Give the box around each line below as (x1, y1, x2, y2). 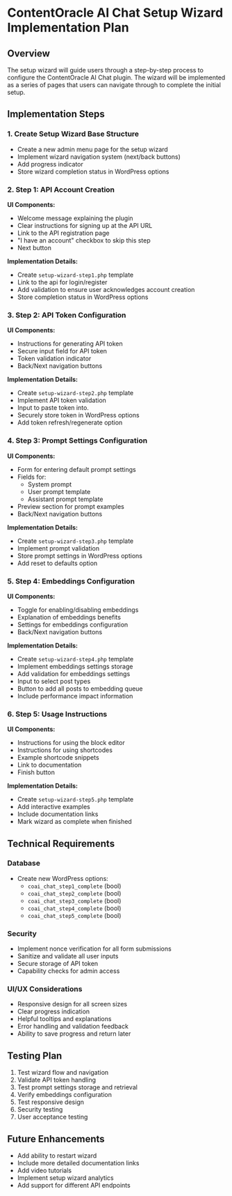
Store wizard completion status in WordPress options (17, 167, 169, 176)
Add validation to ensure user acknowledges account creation (17, 285, 195, 293)
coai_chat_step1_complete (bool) (27, 882, 122, 890)
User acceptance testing (17, 1113, 88, 1121)
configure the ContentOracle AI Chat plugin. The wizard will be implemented (7, 73, 226, 82)
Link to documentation (17, 761, 82, 769)
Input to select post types (17, 677, 91, 685)
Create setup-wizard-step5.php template (17, 795, 134, 804)
